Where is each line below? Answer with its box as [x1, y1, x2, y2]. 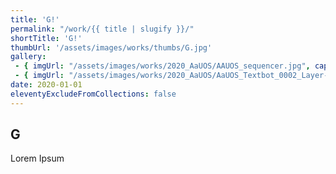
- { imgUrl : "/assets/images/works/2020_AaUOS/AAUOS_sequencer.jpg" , [14, 61, 311, 71]
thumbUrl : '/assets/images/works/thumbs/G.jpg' [10, 42, 213, 53]
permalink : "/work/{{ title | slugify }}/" [10, 24, 195, 34]
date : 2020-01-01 [10, 80, 83, 90]
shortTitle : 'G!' [10, 33, 83, 43]
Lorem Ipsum [10, 152, 65, 165]
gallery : [10, 52, 47, 62]
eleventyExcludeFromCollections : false [10, 89, 177, 99]
